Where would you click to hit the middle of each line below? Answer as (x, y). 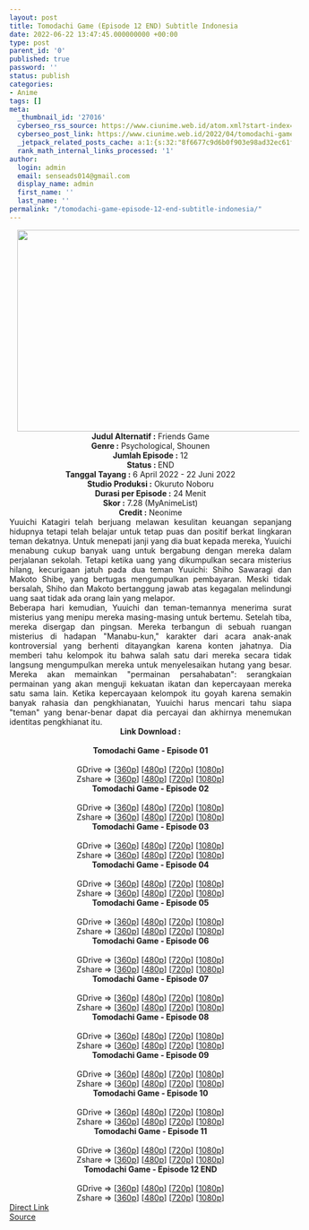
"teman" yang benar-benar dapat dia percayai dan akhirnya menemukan (150, 712)
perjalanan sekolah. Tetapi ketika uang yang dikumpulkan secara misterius (150, 560)
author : (24, 159)
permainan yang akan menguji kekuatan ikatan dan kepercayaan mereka (150, 684)
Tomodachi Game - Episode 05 (150, 902)
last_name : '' (43, 201)
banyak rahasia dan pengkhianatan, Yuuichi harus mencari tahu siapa (150, 702)
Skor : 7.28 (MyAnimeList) (150, 503)
